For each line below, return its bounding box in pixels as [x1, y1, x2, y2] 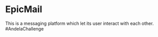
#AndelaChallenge [5, 25, 44, 31]
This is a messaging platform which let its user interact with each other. [5, 20, 154, 26]
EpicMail [5, 4, 43, 15]
